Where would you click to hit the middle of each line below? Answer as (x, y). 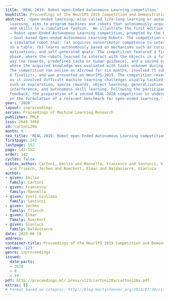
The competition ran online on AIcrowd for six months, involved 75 (83, 71)
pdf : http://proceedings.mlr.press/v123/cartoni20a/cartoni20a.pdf (77, 280)
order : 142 (17, 155)
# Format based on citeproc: (36, 290)
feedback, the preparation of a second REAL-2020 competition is (80, 94)
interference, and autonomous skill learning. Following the (75, 89)
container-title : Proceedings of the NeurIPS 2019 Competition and (77, 243)
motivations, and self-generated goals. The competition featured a (83, 52)
